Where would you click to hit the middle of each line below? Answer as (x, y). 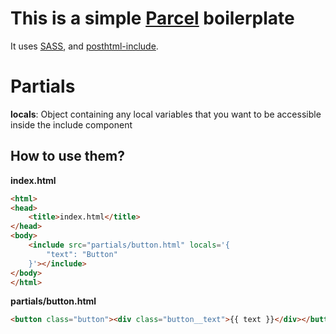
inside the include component (71, 124)
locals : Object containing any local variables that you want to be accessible (166, 114)
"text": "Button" (82, 254)
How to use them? (68, 156)
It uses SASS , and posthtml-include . (84, 46)
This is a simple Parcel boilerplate (152, 18)
